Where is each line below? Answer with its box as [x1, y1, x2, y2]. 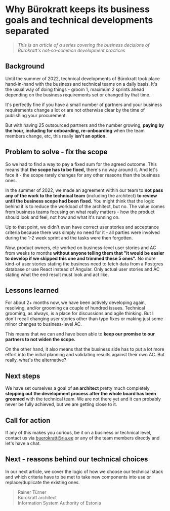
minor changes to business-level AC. [5, 321, 82, 327]
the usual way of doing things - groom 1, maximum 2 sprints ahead [5, 86, 144, 92]
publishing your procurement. [5, 112, 67, 118]
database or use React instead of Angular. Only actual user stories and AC [5, 266, 160, 272]
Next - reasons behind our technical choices [5, 455, 148, 464]
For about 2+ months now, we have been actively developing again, [5, 299, 146, 305]
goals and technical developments [5, 14, 153, 26]
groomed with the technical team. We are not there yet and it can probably [5, 396, 161, 402]
